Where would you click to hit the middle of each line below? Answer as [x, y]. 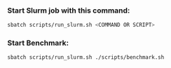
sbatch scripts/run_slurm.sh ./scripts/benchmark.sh [86, 57]
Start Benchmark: [38, 43]
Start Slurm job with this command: [69, 11]
